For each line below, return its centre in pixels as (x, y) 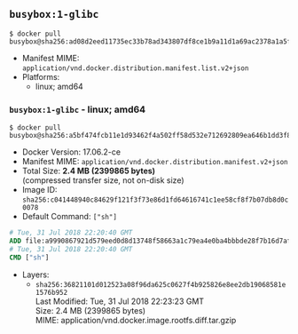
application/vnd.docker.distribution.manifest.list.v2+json (135, 68)
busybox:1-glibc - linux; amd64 (78, 109)
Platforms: (41, 76)
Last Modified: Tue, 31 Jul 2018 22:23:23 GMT (120, 301)
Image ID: (39, 190)
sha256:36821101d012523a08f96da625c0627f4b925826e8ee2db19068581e (161, 284)
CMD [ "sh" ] (29, 258)
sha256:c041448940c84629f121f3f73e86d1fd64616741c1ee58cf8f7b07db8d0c (155, 200)
